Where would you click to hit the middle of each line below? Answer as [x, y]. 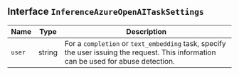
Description [147, 31]
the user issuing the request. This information [140, 52]
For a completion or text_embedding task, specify [145, 43]
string [48, 52]
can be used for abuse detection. [120, 61]
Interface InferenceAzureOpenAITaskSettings [106, 12]
